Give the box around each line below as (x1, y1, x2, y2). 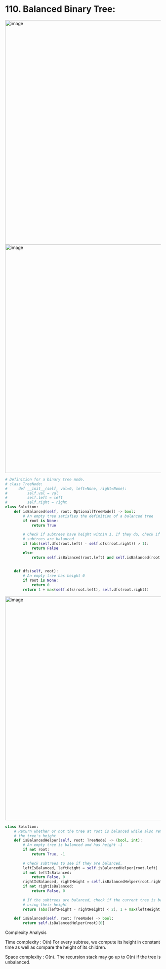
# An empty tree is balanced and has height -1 (23, 843, 123, 848)
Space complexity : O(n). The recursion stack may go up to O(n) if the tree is (5, 954, 161, 960)
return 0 (31, 583, 50, 588)
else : (23, 550, 35, 555)
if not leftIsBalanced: (23, 870, 72, 875)
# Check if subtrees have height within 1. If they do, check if (23, 532, 161, 537)
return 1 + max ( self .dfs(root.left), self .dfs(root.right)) (23, 587, 149, 592)
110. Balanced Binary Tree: (5, 3, 116, 15)
